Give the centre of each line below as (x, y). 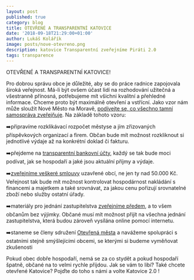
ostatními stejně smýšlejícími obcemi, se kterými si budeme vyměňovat (92, 241)
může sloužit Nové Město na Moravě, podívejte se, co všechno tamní (90, 108)
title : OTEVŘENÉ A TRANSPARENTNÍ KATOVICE (59, 28)
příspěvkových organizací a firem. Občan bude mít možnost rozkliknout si (95, 135)
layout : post (22, 11)
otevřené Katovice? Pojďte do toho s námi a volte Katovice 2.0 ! (83, 271)
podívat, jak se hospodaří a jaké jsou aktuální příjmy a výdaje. (80, 161)
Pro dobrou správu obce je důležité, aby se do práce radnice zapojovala (93, 84)
